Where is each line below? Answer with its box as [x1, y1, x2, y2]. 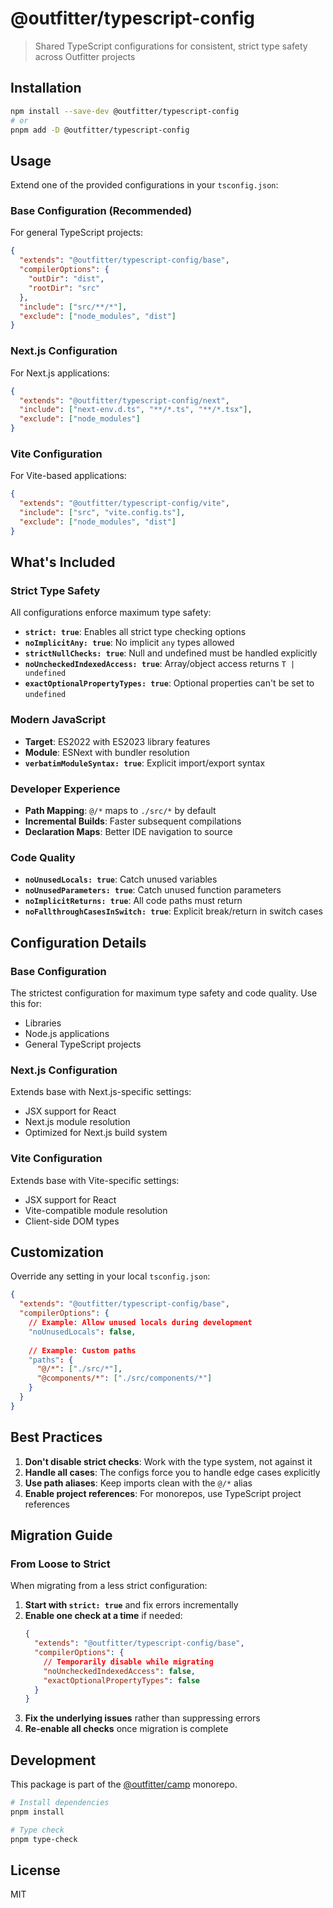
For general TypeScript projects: [10, 227, 144, 239]
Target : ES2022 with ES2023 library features [24, 735, 211, 747]
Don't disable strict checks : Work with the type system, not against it [24, 1455, 313, 1467]
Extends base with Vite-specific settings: [10, 1174, 180, 1186]
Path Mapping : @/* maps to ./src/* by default [24, 804, 217, 816]
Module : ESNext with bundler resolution [24, 746, 190, 758]
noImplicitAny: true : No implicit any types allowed [24, 637, 235, 649]
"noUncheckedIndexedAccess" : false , [43, 1666, 196, 1676]
